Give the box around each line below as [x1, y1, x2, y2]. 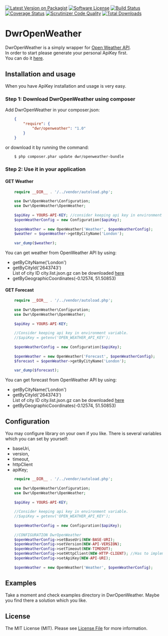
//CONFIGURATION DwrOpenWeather [14, 532, 81, 537]
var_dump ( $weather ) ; [14, 241, 57, 246]
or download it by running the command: [5, 144, 89, 150]
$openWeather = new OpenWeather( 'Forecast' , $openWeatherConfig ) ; [14, 354, 155, 359]
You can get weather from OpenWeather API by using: [5, 250, 116, 256]
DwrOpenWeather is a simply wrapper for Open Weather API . [5, 45, 131, 51]
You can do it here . [5, 55, 44, 61]
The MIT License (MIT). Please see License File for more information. [5, 625, 147, 631]
